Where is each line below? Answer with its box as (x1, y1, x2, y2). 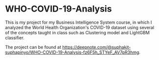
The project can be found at (5, 44, 62, 50)
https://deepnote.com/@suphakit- (62, 44, 131, 50)
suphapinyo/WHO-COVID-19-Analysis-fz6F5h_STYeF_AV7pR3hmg (5, 49, 139, 55)
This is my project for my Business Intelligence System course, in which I (5, 19, 152, 25)
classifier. (5, 35, 24, 41)
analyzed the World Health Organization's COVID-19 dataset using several (5, 24, 155, 30)
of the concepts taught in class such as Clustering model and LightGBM (5, 30, 150, 35)
